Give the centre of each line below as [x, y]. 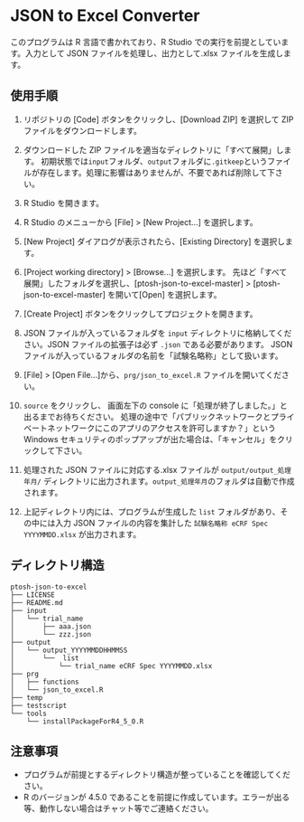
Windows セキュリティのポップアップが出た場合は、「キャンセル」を [150, 439]
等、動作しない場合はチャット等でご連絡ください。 [118, 808]
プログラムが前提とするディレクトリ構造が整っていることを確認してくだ [157, 775]
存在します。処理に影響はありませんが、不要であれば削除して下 [157, 172]
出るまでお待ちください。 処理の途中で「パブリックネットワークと [147, 416]
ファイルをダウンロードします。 [83, 130]
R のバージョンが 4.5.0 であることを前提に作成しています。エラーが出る [157, 798]
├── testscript [39, 705]
